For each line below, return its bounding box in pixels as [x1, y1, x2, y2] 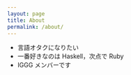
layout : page [7, 10, 45, 18]
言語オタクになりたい [17, 43, 79, 52]
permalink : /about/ [7, 23, 64, 30]
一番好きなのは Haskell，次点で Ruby [17, 52, 124, 60]
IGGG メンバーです [17, 61, 71, 69]
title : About [7, 17, 45, 24]
